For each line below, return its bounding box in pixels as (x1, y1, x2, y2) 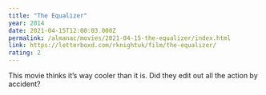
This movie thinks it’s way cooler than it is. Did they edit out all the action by (8, 71, 258, 80)
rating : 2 (8, 49, 42, 57)
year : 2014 (8, 19, 45, 27)
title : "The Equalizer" (8, 11, 88, 20)
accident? (8, 79, 41, 89)
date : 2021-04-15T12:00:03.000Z (8, 26, 116, 34)
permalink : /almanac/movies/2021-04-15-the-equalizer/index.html (8, 34, 231, 42)
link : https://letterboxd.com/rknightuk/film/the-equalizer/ (8, 42, 217, 49)
